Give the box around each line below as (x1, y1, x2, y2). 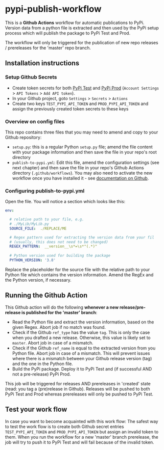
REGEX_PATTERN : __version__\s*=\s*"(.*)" (9, 244, 97, 249)
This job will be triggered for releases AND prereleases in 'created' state (5, 380, 151, 386)
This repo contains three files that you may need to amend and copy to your (5, 129, 158, 135)
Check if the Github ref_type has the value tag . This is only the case (12, 329, 150, 335)
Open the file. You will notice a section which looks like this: (5, 199, 126, 205)
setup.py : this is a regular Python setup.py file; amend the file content (12, 144, 153, 150)
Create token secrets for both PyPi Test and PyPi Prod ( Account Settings (12, 85, 159, 91)
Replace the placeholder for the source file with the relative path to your (5, 266, 150, 272)
